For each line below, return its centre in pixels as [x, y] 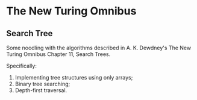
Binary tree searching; [42, 84]
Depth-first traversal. [41, 90]
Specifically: [22, 66]
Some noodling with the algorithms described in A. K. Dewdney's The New [99, 48]
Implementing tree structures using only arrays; [74, 77]
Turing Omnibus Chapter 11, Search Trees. [58, 54]
